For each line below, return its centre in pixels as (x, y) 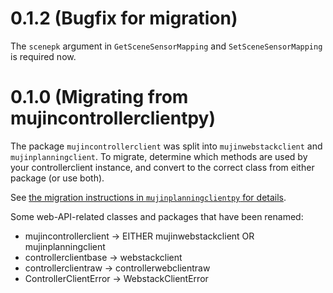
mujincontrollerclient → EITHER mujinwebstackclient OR (139, 236)
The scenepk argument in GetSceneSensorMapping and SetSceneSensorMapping (166, 46)
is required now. (43, 56)
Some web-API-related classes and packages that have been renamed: (157, 216)
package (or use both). (57, 178)
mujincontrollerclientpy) (113, 118)
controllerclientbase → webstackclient (103, 257)
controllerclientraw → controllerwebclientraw (117, 268)
